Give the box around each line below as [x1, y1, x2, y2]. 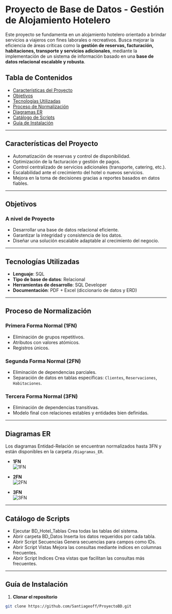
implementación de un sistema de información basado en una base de [5, 53, 154, 59]
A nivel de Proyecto [5, 215, 55, 222]
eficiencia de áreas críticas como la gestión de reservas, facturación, [5, 42, 154, 48]
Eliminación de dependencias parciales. [12, 369, 97, 375]
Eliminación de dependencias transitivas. [12, 405, 99, 411]
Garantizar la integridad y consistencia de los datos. [12, 232, 123, 239]
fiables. [12, 180, 29, 186]
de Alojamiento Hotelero [5, 14, 111, 26]
